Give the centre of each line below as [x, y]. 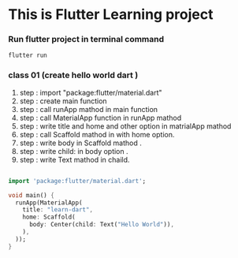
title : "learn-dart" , [58, 210]
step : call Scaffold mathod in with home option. [97, 134]
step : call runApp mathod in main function [89, 109]
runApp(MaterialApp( [49, 203]
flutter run [28, 56]
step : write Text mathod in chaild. [74, 159]
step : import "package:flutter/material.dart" [91, 92]
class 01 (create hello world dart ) [73, 75]
